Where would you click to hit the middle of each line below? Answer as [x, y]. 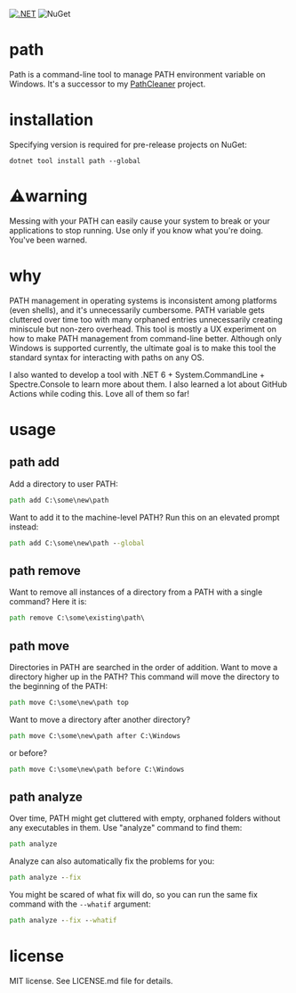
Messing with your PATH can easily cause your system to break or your [140, 221]
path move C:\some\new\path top [69, 702]
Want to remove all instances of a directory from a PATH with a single [136, 592]
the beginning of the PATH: [59, 686]
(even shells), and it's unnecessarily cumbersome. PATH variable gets [137, 310]
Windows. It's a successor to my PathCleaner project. [108, 84]
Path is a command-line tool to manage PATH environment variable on [137, 74]
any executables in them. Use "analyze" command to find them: [126, 828]
